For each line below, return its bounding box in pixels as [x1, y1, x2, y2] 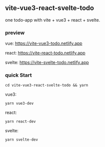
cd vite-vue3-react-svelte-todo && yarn [5, 83, 89, 88]
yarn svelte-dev [5, 137, 38, 142]
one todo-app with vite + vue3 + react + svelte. [5, 17, 100, 23]
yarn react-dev [5, 119, 36, 124]
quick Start [5, 72, 32, 79]
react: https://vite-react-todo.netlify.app [5, 50, 85, 56]
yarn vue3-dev [5, 101, 34, 106]
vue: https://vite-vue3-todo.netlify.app [5, 40, 83, 46]
